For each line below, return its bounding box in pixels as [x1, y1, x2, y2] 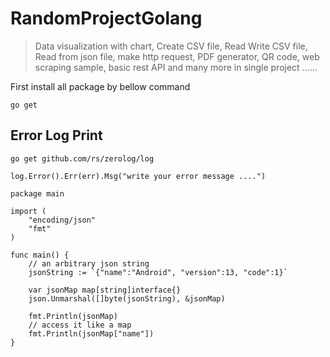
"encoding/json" [28, 215, 97, 225]
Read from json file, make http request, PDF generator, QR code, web [34, 50, 320, 62]
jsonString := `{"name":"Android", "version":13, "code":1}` [28, 267, 288, 277]
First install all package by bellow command [10, 80, 191, 92]
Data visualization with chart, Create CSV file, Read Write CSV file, [34, 40, 308, 52]
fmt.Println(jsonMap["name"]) [28, 328, 155, 339]
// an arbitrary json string [28, 258, 150, 269]
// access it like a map [28, 320, 132, 330]
